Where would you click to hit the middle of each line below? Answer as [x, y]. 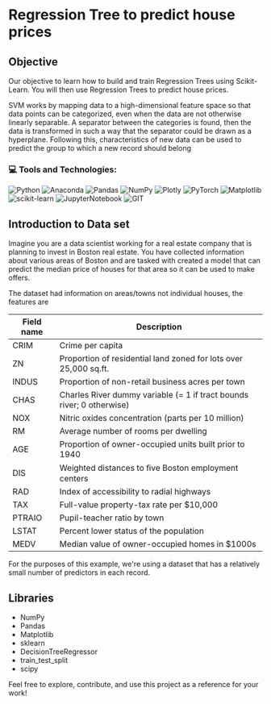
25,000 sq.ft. [84, 369]
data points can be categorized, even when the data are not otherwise [125, 114]
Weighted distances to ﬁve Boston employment [149, 468]
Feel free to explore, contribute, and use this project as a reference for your [133, 684]
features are [29, 302]
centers [74, 479]
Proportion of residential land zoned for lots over [151, 359]
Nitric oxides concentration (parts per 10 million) [152, 419]
